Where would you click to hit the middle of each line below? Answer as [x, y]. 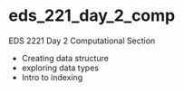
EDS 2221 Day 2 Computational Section [82, 41]
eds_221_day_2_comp [92, 16]
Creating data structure [65, 58]
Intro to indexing [52, 77]
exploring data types [60, 68]
